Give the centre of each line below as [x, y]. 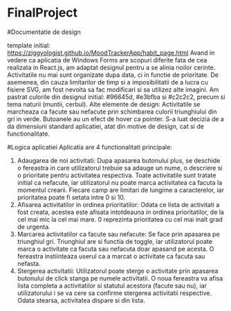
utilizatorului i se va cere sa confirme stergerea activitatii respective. [114, 293]
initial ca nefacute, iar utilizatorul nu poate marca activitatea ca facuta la [120, 182]
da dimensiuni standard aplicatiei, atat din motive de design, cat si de [105, 126]
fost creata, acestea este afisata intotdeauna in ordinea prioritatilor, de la [121, 212]
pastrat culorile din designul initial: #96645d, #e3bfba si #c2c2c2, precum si [116, 97]
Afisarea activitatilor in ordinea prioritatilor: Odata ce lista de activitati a [118, 204]
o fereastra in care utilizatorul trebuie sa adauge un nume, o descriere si [120, 168]
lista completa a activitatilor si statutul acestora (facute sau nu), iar [112, 285]
